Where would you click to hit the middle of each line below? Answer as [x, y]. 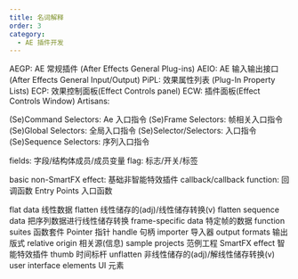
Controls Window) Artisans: [60, 101]
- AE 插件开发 [40, 42]
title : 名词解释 [36, 17]
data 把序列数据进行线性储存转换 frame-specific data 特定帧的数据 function [147, 221]
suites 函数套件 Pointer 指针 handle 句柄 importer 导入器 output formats [140, 232]
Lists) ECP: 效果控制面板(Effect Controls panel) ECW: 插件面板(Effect [135, 91]
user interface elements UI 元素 [67, 266]
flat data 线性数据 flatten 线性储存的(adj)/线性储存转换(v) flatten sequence [145, 209]
